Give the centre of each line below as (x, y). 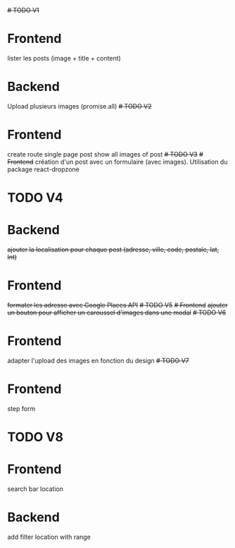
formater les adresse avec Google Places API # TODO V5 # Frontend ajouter (118, 305)
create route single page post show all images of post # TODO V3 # (106, 154)
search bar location (35, 489)
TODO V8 (35, 437)
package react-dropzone (43, 169)
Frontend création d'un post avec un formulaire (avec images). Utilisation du (118, 162)
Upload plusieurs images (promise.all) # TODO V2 (80, 106)
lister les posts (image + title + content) (64, 58)
